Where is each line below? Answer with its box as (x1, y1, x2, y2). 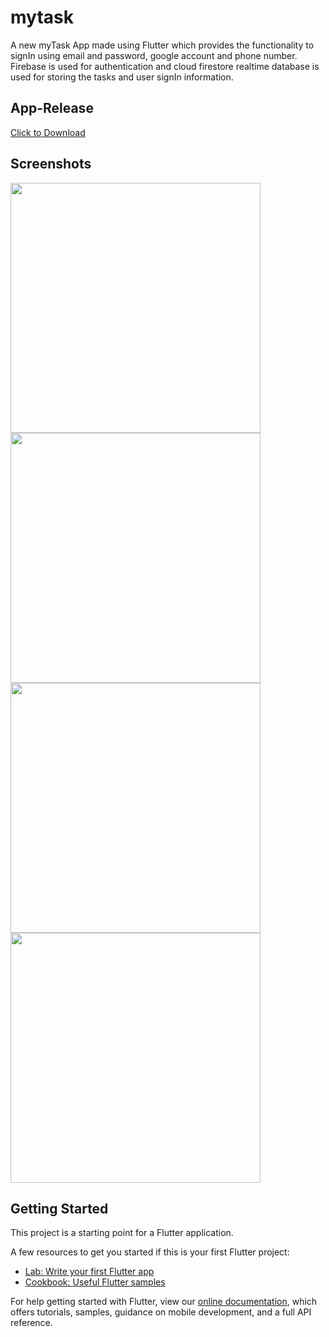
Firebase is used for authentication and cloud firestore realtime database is (10, 60, 320, 72)
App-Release (10, 100, 94, 117)
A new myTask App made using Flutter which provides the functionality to (10, 39, 315, 51)
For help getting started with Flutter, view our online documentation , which (10, 1296, 318, 1308)
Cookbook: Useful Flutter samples (24, 1276, 166, 1288)
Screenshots (10, 156, 92, 173)
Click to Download (10, 126, 86, 138)
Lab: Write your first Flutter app (24, 1266, 155, 1278)
